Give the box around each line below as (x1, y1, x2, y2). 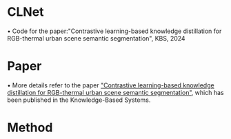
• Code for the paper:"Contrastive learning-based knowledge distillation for (7, 27, 222, 35)
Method (7, 120, 53, 136)
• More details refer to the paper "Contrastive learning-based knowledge (7, 81, 215, 89)
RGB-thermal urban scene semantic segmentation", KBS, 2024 (7, 34, 185, 42)
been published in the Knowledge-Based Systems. (7, 96, 151, 104)
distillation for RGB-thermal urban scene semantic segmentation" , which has (7, 88, 224, 96)
